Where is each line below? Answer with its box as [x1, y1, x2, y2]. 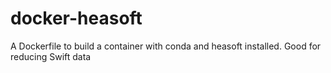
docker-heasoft [10, 7, 143, 30]
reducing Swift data [10, 50, 92, 62]
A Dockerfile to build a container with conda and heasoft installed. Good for [10, 40, 322, 52]
